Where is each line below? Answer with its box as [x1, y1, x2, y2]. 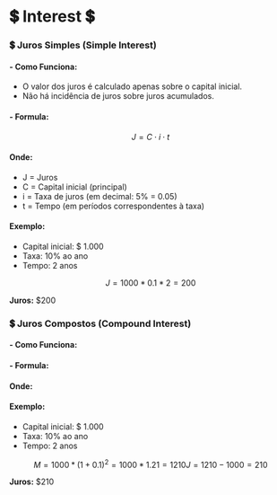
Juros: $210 [9, 476, 55, 487]
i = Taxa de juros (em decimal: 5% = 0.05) [22, 190, 177, 201]
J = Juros [22, 172, 58, 182]
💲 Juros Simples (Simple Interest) [9, 39, 157, 51]
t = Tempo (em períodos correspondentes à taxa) [22, 200, 204, 211]
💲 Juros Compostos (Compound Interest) [9, 317, 192, 330]
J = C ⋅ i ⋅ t [131, 131, 170, 142]
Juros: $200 [9, 295, 56, 305]
